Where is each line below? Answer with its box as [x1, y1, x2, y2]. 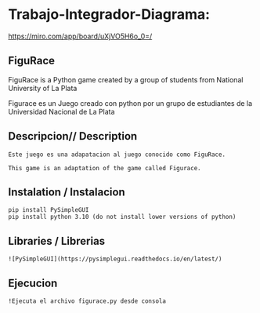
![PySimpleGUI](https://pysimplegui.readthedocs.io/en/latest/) [8, 255, 222, 264]
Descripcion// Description [8, 129, 138, 143]
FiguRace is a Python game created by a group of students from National [8, 75, 244, 84]
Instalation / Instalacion [8, 185, 125, 198]
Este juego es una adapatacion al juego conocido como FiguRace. [8, 151, 226, 158]
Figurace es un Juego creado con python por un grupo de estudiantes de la [8, 98, 253, 107]
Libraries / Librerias [8, 234, 106, 248]
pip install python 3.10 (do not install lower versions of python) [8, 213, 237, 221]
